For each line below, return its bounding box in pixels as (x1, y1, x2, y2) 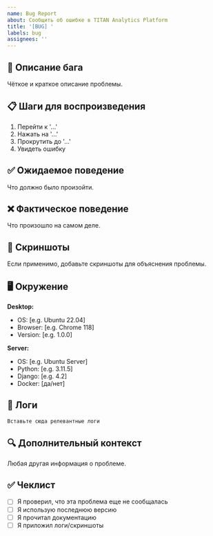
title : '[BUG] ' (7, 23, 54, 30)
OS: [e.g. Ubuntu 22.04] (17, 316, 86, 324)
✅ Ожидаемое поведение (7, 165, 125, 176)
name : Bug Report (7, 10, 57, 17)
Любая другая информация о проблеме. (7, 459, 126, 468)
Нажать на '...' (17, 129, 59, 138)
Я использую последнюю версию (17, 506, 117, 514)
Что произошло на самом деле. (7, 221, 101, 230)
